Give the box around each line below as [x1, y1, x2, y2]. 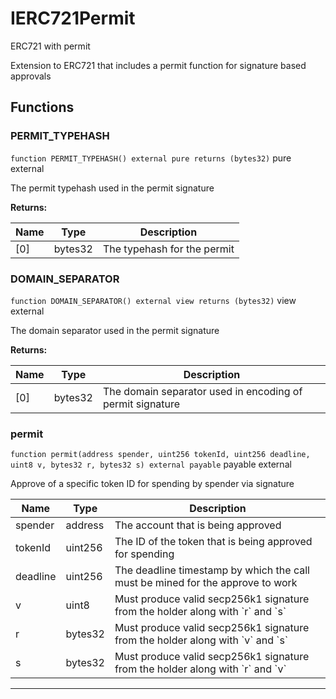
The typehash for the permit [102, 242, 235, 256]
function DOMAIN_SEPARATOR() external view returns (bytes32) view [10, 294, 297, 306]
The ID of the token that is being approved [114, 535, 313, 549]
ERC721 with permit [10, 40, 91, 52]
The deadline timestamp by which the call [114, 563, 310, 577]
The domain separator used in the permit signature [10, 324, 220, 336]
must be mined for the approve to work [114, 576, 298, 590]
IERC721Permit [10, 7, 136, 30]
